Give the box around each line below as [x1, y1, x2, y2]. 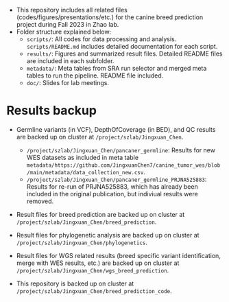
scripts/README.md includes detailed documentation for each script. [26, 43, 218, 50]
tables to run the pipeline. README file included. [26, 71, 164, 80]
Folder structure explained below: [16, 27, 112, 36]
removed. [26, 197, 54, 205]
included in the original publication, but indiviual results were [26, 189, 198, 198]
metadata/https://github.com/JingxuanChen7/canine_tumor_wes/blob [26, 161, 221, 169]
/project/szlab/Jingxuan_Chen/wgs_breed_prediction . [16, 266, 169, 274]
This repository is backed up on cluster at [16, 279, 134, 288]
